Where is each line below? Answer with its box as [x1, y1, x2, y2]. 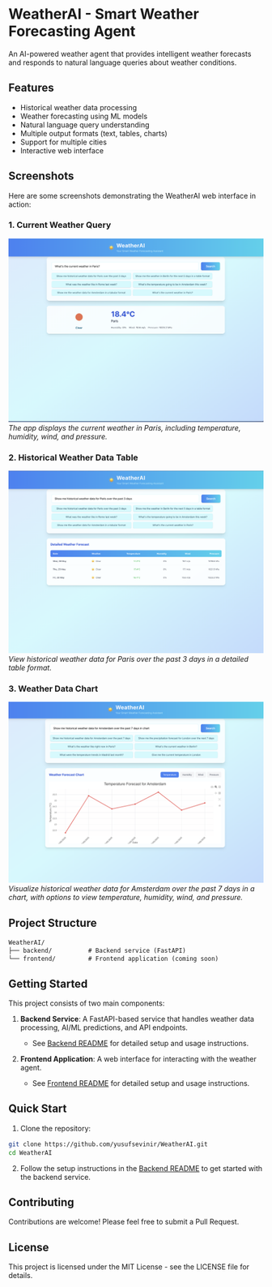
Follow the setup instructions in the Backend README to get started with [19, 1163, 263, 1173]
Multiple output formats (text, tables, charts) [19, 128, 168, 138]
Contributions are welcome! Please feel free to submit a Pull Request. [8, 1217, 240, 1227]
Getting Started [8, 976, 88, 990]
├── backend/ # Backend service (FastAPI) [8, 946, 186, 955]
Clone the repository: [19, 1123, 91, 1133]
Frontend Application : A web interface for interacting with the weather [19, 1053, 257, 1063]
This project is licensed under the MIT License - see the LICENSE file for [8, 1262, 249, 1272]
